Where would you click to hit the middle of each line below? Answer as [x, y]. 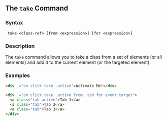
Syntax [14, 23]
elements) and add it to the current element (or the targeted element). [78, 62]
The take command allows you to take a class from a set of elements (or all [84, 57]
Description [20, 46]
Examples [18, 75]
